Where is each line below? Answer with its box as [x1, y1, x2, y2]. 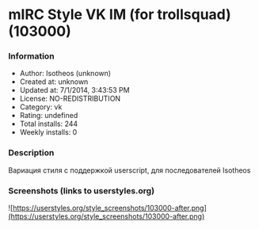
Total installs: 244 [19, 119, 78, 128]
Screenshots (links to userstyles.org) [8, 185, 155, 196]
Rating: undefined [19, 111, 78, 120]
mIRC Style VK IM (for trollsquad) [8, 6, 231, 24]
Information [8, 51, 55, 62]
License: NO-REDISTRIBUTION [19, 94, 121, 104]
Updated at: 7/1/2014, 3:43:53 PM [19, 86, 130, 95]
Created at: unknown [19, 77, 89, 86]
